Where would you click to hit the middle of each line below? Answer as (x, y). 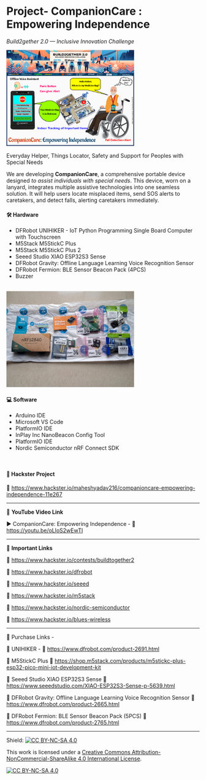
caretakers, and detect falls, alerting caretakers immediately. (83, 200)
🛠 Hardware (22, 214)
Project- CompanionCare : (74, 11)
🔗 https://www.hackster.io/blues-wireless (59, 619)
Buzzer (24, 276)
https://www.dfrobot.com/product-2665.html (63, 704)
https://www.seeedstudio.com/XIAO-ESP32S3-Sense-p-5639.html (91, 685)
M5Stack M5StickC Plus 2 (48, 250)
